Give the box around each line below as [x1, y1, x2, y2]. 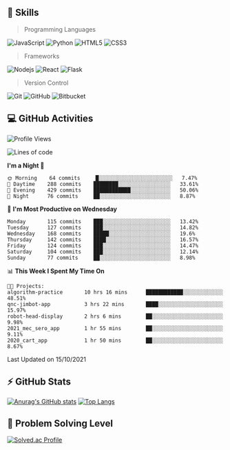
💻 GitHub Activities [7, 113, 94, 125]
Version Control [23, 79, 69, 87]
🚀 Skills [7, 7, 39, 19]
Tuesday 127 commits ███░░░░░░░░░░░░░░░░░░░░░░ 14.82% [7, 224, 198, 231]
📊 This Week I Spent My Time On [7, 267, 105, 275]
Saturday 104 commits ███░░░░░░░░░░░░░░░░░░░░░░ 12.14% [7, 248, 198, 255]
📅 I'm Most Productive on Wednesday [7, 205, 117, 213]
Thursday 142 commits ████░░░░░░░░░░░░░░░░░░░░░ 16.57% [7, 236, 198, 243]
